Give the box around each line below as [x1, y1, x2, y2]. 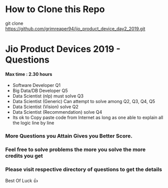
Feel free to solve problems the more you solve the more [5, 146, 146, 153]
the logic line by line [12, 120, 54, 126]
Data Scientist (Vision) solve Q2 [12, 104, 79, 110]
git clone [5, 20, 24, 26]
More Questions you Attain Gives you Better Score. [5, 132, 133, 139]
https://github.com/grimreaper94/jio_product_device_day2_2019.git [5, 25, 145, 31]
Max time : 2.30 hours [5, 71, 52, 77]
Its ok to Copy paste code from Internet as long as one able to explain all [12, 115, 163, 121]
